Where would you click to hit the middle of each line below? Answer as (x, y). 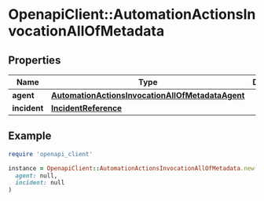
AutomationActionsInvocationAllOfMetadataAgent (148, 95)
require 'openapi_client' (50, 154)
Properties (35, 60)
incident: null (40, 183)
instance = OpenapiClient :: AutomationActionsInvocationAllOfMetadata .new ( (133, 168)
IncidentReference (86, 108)
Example (30, 136)
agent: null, (37, 175)
